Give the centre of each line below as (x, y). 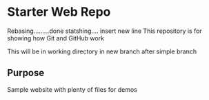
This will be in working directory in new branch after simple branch (102, 51)
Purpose (26, 73)
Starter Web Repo (59, 12)
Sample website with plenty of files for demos (72, 89)
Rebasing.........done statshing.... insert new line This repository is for (104, 31)
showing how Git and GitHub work (56, 38)
